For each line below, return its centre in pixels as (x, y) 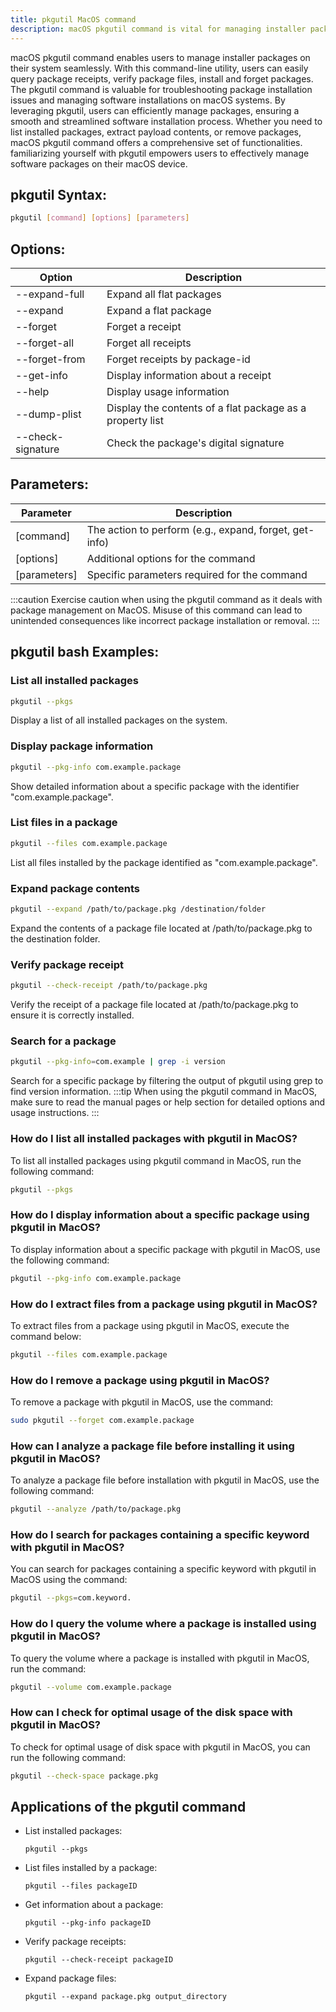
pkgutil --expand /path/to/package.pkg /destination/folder (138, 909)
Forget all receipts (149, 343)
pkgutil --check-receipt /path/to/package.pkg (109, 986)
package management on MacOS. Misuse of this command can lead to (156, 610)
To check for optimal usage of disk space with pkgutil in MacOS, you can (160, 1747)
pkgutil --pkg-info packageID (88, 1923)
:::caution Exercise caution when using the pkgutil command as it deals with (166, 599)
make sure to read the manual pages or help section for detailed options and (168, 1102)
